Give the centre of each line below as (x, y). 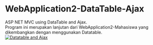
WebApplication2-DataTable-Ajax (75, 9)
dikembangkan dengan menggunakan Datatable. (54, 32)
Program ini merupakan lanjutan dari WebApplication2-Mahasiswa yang (77, 27)
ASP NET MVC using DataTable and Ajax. (46, 22)
